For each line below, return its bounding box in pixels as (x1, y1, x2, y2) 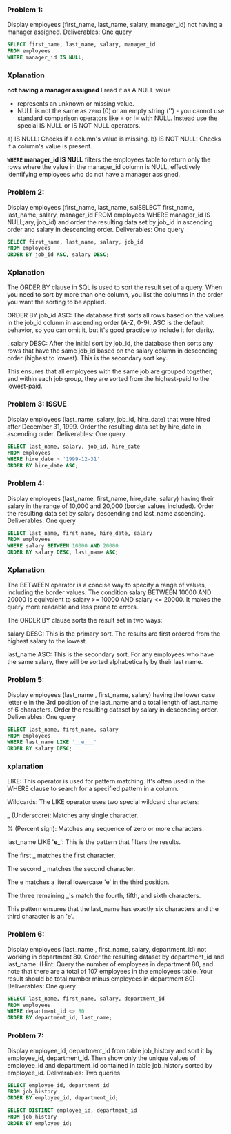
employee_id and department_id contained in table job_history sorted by (7, 1061, 212, 1069)
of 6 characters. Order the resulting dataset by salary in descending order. (7, 705, 219, 714)
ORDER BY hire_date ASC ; (7, 462, 79, 469)
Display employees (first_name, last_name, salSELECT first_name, (7, 203, 194, 211)
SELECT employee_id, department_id (7, 1082, 110, 1088)
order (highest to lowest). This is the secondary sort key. (7, 354, 168, 362)
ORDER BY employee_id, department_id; (7, 1095, 119, 1102)
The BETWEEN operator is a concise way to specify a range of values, (7, 581, 207, 589)
